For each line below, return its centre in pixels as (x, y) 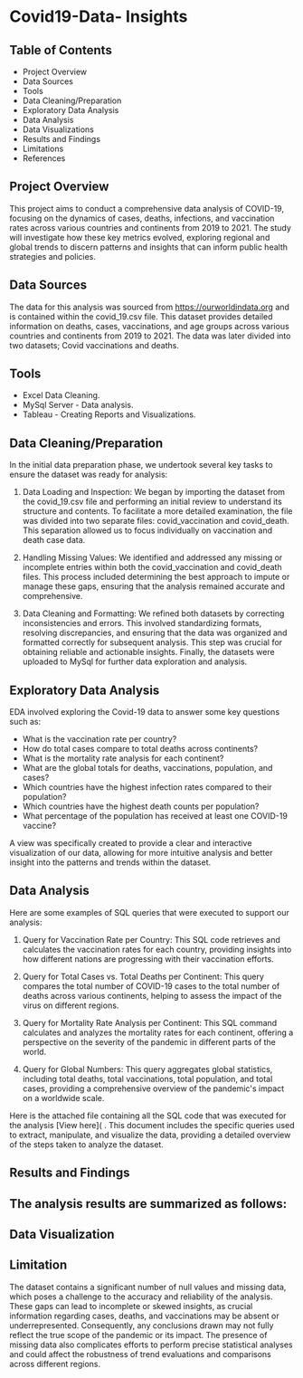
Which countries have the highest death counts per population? (141, 806)
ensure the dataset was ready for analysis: (89, 475)
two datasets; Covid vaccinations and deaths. (94, 345)
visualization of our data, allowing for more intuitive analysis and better (141, 853)
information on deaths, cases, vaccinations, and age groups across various (149, 326)
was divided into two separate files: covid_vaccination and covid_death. (156, 521)
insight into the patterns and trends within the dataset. (110, 862)
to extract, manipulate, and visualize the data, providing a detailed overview (150, 1135)
